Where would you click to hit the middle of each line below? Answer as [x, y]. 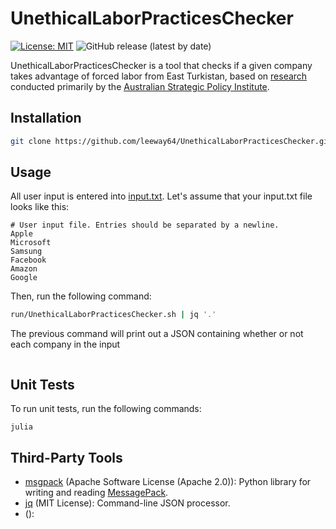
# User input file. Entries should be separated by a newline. [145, 225]
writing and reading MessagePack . [96, 492]
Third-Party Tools [66, 457]
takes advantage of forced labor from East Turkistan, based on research [159, 76]
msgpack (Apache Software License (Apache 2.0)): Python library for [168, 481]
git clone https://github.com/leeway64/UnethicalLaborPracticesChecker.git [171, 141]
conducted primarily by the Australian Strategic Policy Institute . [140, 86]
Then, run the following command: [81, 296]
